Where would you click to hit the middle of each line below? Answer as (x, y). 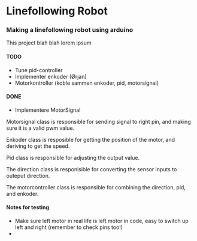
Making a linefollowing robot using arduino (70, 30)
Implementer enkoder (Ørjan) (51, 76)
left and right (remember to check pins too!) (69, 227)
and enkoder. (22, 194)
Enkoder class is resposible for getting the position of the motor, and (91, 139)
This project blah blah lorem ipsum (49, 43)
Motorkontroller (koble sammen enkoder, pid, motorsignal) (87, 83)
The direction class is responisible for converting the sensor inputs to (92, 169)
